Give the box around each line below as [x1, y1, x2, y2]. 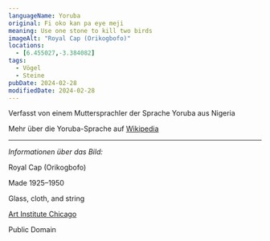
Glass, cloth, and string [8, 194, 85, 203]
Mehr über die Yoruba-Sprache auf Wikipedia [8, 124, 159, 133]
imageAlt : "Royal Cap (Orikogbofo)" [8, 34, 131, 43]
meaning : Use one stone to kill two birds [8, 27, 153, 35]
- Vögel [15, 64, 42, 72]
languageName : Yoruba [8, 11, 81, 20]
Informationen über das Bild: [8, 147, 103, 157]
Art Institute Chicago [8, 210, 77, 219]
